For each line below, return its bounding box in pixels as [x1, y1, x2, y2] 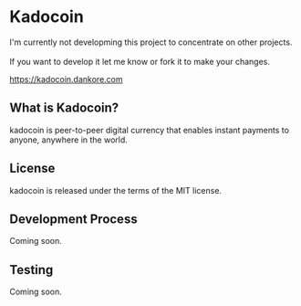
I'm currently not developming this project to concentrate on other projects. [9, 37, 293, 47]
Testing [9, 262, 54, 278]
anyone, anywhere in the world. [9, 134, 128, 145]
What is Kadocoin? [9, 100, 119, 116]
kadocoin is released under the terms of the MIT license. [9, 185, 222, 195]
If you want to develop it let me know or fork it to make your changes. [9, 56, 271, 67]
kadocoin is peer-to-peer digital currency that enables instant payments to [9, 124, 290, 135]
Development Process [9, 211, 139, 227]
